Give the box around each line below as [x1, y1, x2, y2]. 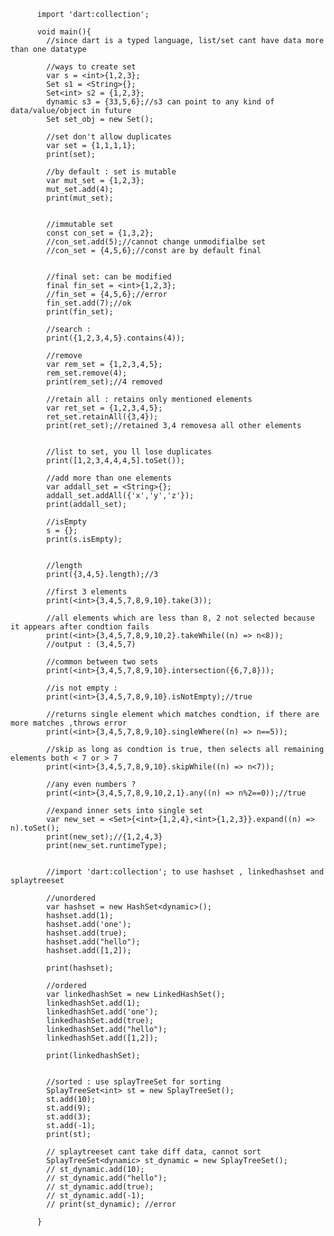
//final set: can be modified [46, 272, 172, 282]
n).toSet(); [10, 823, 60, 833]
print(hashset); [46, 963, 114, 973]
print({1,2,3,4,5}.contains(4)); [46, 333, 186, 343]
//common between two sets [46, 657, 159, 667]
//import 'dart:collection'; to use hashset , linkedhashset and [46, 867, 325, 877]
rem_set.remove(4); [46, 368, 128, 378]
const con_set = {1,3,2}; [46, 228, 155, 238]
